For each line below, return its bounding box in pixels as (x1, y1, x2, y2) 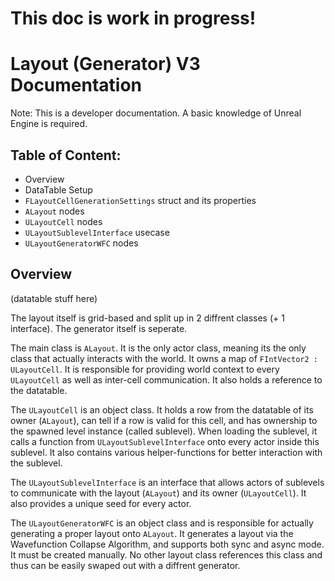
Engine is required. (10, 118, 88, 130)
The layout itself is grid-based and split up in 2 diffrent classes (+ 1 (10, 312, 285, 324)
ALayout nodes (24, 205, 85, 217)
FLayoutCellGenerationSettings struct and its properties (24, 194, 257, 206)
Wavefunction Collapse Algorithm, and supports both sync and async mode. (10, 538, 325, 550)
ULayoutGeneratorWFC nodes (24, 237, 139, 249)
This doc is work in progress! (10, 7, 257, 30)
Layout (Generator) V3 (10, 53, 201, 76)
